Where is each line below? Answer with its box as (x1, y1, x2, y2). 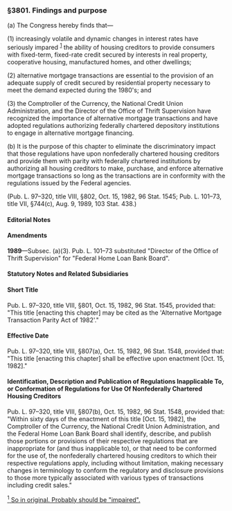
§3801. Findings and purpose (7, 6, 107, 15)
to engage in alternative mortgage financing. (7, 129, 134, 137)
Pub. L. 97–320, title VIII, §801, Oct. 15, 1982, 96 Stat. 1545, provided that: (7, 301, 216, 309)
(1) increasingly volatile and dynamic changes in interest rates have (7, 35, 199, 43)
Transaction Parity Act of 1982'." (7, 315, 99, 324)
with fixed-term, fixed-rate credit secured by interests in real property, (7, 50, 208, 59)
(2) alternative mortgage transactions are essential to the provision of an (7, 71, 214, 80)
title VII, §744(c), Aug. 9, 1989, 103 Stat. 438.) (7, 199, 137, 207)
